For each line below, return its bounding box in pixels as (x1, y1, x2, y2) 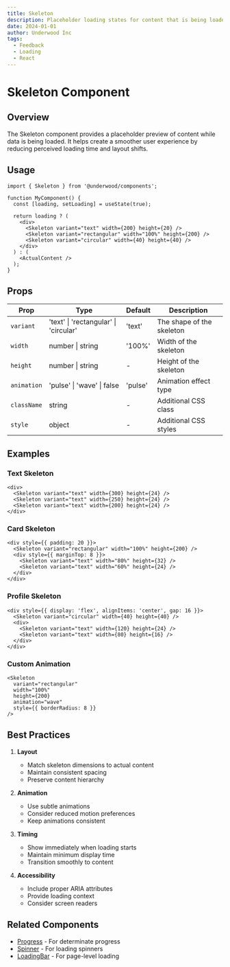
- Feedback (13, 42, 44, 49)
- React (13, 55, 36, 62)
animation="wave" (13, 698, 63, 705)
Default (125, 306, 151, 315)
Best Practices (7, 729, 71, 741)
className (10, 401, 42, 409)
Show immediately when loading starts (27, 843, 137, 852)
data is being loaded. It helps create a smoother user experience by (7, 137, 198, 145)
